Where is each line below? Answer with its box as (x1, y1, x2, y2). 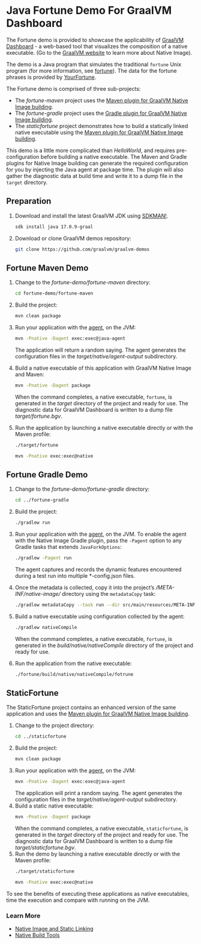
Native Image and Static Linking (14, 925, 94, 932)
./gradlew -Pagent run (14, 555, 72, 561)
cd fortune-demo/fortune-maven (14, 290, 94, 296)
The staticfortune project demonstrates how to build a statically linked (14, 122, 188, 129)
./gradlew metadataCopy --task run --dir (14, 602, 121, 608)
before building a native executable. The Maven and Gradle (40, 153, 187, 160)
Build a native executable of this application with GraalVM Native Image (14, 364, 192, 372)
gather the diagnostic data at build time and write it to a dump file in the (6, 172, 183, 179)
